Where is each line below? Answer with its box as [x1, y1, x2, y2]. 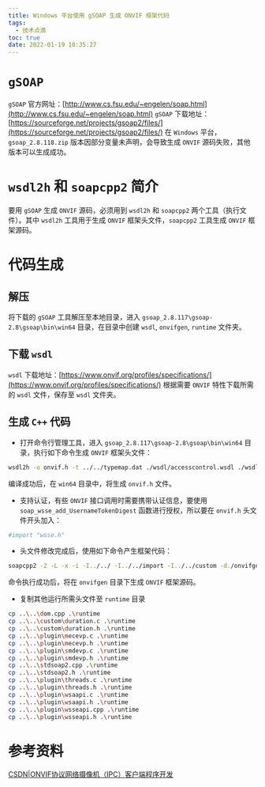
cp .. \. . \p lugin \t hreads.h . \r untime [8, 683, 132, 691]
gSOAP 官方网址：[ [8, 100, 65, 109]
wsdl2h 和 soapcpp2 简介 [8, 178, 159, 196]
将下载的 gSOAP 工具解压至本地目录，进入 [8, 312, 140, 321]
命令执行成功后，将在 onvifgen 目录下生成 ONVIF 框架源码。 [8, 577, 200, 587]
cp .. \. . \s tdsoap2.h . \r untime [8, 669, 111, 677]
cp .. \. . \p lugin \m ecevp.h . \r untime [8, 639, 129, 647]
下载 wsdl [8, 347, 53, 361]
